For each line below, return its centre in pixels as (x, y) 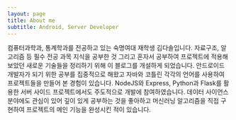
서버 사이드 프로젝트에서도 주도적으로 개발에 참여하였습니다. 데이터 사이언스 (124, 92)
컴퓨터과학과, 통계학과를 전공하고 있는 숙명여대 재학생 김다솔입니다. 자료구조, (113, 48)
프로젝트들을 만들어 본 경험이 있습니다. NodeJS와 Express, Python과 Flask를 (114, 83)
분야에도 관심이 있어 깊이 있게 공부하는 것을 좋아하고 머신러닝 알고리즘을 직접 (113, 101)
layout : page (27, 14)
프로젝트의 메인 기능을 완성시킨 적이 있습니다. (88, 109)
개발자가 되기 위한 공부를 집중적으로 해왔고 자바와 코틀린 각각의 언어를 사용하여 (116, 74)
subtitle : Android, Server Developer (63, 27)
